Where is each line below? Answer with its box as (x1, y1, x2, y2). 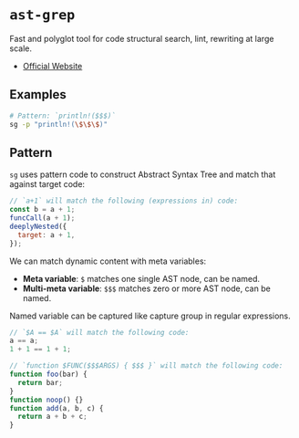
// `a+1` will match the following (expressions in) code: (9, 196, 239, 206)
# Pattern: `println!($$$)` (9, 111, 117, 120)
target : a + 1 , (17, 230, 76, 239)
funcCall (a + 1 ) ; (9, 214, 76, 223)
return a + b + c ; (17, 412, 88, 422)
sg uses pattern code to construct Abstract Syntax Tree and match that (9, 169, 276, 180)
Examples (9, 87, 67, 102)
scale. (9, 43, 32, 54)
